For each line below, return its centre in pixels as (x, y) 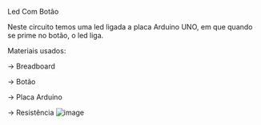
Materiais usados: (37, 51)
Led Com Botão (33, 12)
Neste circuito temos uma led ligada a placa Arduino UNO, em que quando (130, 27)
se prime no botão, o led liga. (56, 35)
